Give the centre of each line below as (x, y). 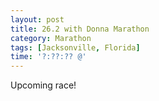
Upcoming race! (43, 85)
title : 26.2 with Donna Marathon (80, 29)
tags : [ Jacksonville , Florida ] (75, 47)
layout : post (37, 19)
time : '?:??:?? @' (48, 57)
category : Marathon (51, 38)
